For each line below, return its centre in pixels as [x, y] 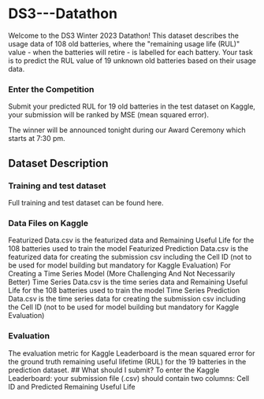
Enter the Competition [51, 89]
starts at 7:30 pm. [37, 139]
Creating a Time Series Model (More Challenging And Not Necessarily [122, 274]
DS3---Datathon [63, 14]
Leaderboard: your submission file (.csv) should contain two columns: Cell [129, 378]
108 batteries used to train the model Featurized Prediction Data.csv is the [128, 249]
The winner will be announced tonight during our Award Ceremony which [127, 130]
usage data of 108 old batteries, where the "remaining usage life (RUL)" [124, 43]
